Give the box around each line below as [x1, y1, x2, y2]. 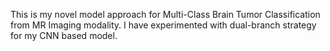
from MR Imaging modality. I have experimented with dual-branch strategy [10, 19, 317, 31]
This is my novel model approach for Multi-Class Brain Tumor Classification [10, 9, 321, 20]
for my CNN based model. [10, 30, 118, 41]
